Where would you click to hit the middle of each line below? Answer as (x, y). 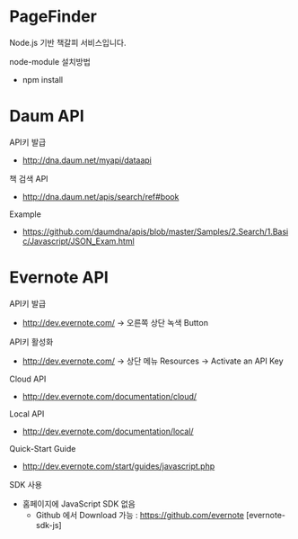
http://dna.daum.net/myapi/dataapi (87, 160)
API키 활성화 (31, 341)
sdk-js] (48, 525)
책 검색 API (29, 178)
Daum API (47, 117)
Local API (27, 413)
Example (26, 214)
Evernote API (59, 278)
